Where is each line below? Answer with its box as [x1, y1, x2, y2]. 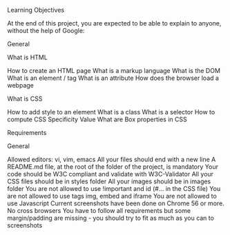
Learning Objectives [7, 6, 64, 14]
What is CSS [7, 94, 43, 103]
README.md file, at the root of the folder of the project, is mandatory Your [7, 163, 219, 171]
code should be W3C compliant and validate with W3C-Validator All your [7, 170, 214, 178]
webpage [7, 81, 35, 89]
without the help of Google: [7, 27, 85, 34]
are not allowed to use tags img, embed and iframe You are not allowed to [7, 192, 218, 200]
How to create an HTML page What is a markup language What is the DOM [7, 67, 221, 74]
